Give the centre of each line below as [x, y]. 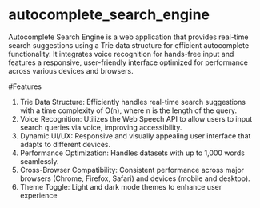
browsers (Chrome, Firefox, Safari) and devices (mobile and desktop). [135, 178]
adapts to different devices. [65, 144]
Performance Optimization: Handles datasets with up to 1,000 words [132, 153]
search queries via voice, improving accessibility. [101, 127]
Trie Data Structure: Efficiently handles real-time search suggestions [133, 102]
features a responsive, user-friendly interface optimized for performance [128, 62]
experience [38, 195]
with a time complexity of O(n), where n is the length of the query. [128, 110]
